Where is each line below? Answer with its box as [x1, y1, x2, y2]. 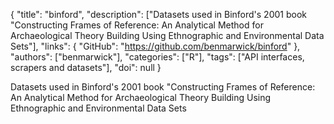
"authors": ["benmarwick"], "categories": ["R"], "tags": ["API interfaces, [10, 51, 305, 63]
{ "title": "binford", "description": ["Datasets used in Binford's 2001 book [10, 9, 307, 20]
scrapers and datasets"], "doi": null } [10, 62, 162, 73]
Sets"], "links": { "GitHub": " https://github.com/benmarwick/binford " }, [10, 40, 301, 52]
